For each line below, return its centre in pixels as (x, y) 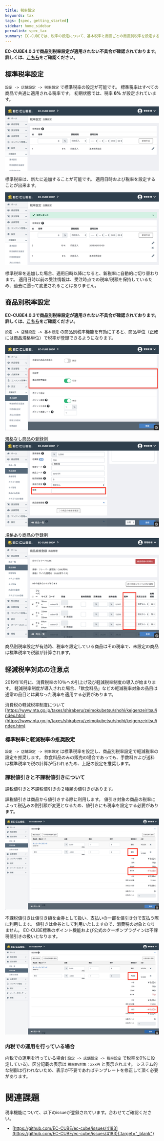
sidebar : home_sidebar (28, 26)
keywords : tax (20, 15)
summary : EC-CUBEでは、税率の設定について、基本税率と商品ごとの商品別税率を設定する (82, 36)
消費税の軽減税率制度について (35, 705)
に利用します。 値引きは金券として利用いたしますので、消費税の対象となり (80, 924)
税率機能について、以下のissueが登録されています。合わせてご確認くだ (76, 1113)
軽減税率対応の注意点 (37, 670)
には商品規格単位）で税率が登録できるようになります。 (61, 338)
